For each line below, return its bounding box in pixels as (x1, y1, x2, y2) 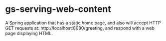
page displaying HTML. (5, 30, 53, 36)
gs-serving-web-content (5, 3, 111, 15)
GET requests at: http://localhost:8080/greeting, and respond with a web (5, 25, 155, 31)
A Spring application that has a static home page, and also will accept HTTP (5, 20, 161, 26)
